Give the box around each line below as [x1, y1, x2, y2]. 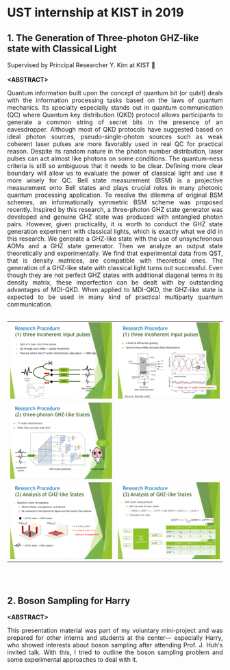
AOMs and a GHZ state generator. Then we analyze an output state [7, 242, 223, 250]
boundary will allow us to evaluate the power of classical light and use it [7, 169, 223, 177]
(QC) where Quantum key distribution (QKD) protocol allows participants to [7, 111, 223, 119]
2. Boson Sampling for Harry [7, 595, 131, 606]
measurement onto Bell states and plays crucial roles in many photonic [7, 184, 223, 191]
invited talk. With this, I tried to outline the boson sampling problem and [7, 648, 223, 656]
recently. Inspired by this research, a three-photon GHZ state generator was [7, 206, 223, 213]
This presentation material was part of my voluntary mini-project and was [7, 626, 223, 635]
